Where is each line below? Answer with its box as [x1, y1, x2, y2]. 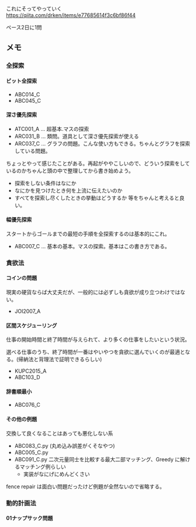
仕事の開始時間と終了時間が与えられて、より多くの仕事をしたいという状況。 [6, 336, 190, 343]
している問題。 [14, 147, 51, 154]
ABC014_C [14, 90, 40, 98]
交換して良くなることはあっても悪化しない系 [6, 430, 114, 437]
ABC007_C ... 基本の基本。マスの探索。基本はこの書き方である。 [14, 242, 170, 249]
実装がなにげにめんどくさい [23, 470, 90, 477]
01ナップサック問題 [6, 515, 53, 522]
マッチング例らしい [19, 463, 66, 470]
